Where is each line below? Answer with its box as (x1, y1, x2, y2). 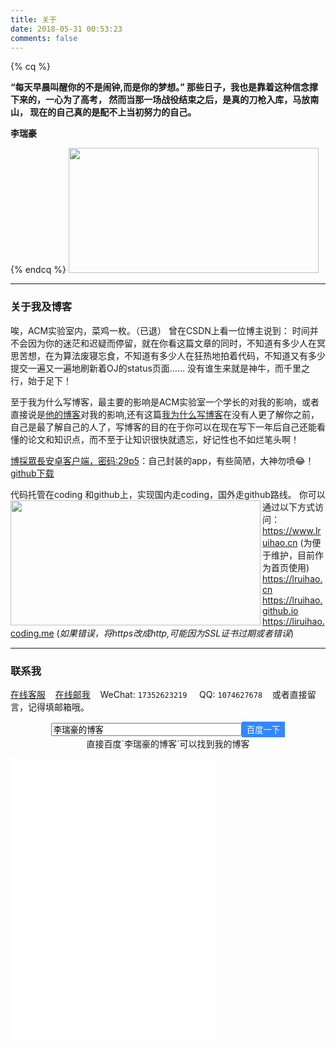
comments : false (10, 33, 78, 43)
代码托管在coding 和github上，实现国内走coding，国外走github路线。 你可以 (10, 488, 326, 500)
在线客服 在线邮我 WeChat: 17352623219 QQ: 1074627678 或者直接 (10, 688, 308, 700)
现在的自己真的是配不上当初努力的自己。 (29, 106, 197, 118)
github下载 (10, 467, 55, 479)
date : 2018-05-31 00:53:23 (10, 24, 123, 34)
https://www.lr (262, 524, 322, 536)
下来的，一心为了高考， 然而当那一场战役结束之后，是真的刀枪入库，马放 (10, 94, 311, 106)
